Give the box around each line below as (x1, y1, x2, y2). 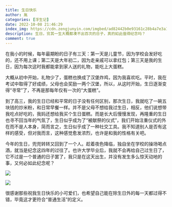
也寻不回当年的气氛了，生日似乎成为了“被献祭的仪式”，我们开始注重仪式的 (5, 117, 162, 123)
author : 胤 (5, 12, 28, 17)
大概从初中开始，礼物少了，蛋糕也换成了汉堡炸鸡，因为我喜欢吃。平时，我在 (5, 74, 167, 80)
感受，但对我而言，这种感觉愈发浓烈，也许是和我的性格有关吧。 (14, 130, 149, 136)
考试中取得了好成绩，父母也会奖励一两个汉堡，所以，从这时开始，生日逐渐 (5, 80, 162, 87)
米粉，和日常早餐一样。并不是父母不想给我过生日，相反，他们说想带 (23, 104, 167, 110)
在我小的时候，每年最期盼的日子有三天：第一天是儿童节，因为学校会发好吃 (5, 51, 162, 57)
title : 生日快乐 (5, 7, 37, 13)
